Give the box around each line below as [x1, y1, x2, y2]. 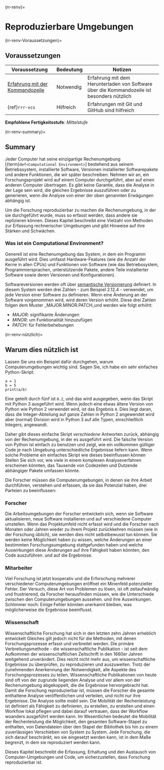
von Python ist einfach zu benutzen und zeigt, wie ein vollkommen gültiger [5, 441, 155, 447]
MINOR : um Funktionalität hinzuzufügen [12, 317, 93, 322]
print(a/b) [5, 387, 27, 392]
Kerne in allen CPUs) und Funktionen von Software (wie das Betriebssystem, [5, 261, 159, 267]
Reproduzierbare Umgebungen [5, 22, 134, 32]
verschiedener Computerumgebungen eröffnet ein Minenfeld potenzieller [5, 581, 153, 587]
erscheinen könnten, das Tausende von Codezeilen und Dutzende [5, 462, 138, 468]
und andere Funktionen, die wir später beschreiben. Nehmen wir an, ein [5, 171, 149, 178]
